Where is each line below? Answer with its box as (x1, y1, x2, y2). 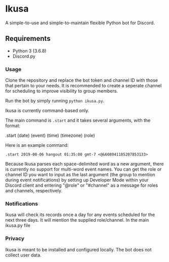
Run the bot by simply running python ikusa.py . (5, 98, 105, 104)
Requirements (5, 34, 51, 43)
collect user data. (5, 252, 41, 258)
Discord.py (12, 53, 35, 59)
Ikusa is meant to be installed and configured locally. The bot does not (5, 246, 152, 252)
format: (5, 123, 21, 129)
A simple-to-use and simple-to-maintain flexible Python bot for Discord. (5, 20, 155, 26)
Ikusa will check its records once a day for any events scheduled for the (5, 212, 155, 218)
